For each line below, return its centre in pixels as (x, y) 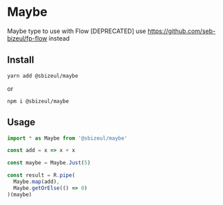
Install (21, 60)
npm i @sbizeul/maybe (38, 101)
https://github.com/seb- (181, 31)
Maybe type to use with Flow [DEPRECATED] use (77, 31)
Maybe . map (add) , (36, 182)
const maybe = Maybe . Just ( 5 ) (49, 163)
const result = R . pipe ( (41, 175)
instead (59, 38)
